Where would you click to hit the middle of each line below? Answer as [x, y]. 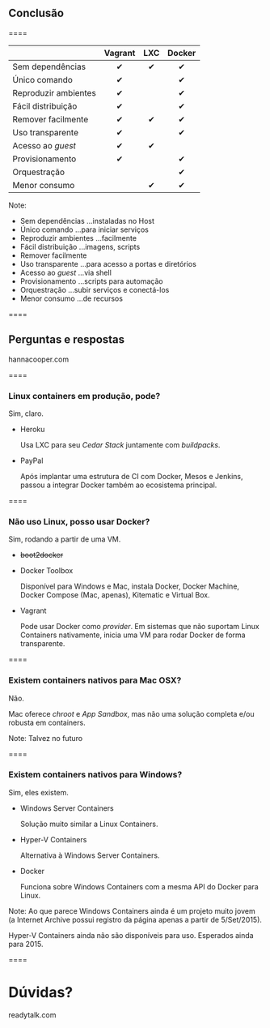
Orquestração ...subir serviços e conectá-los [95, 289]
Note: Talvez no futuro [46, 738]
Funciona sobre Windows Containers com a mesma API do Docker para [139, 886]
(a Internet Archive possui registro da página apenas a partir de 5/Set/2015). [135, 919]
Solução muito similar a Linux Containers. [89, 824]
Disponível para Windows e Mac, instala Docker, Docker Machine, [130, 586]
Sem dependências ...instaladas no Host [87, 221]
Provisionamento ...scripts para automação [91, 281]
